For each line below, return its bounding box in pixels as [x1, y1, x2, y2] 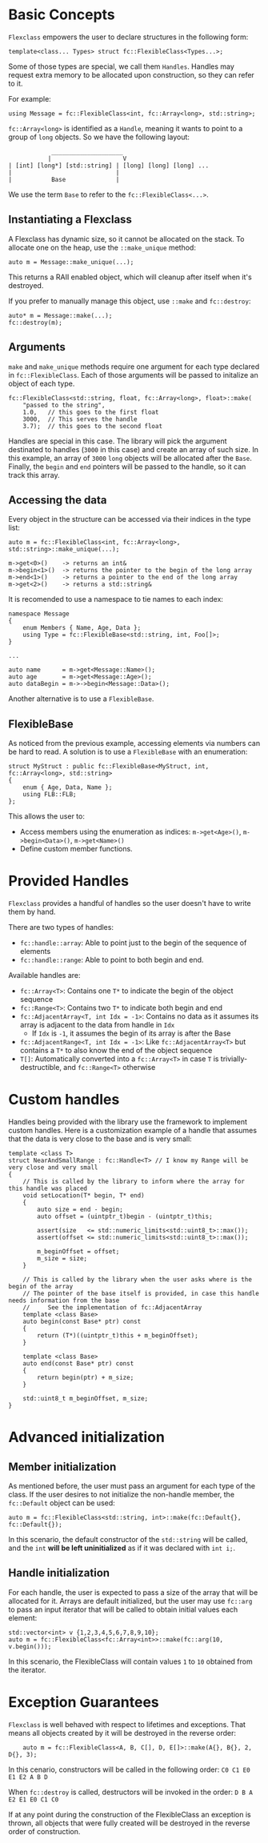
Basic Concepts [8, 6, 116, 24]
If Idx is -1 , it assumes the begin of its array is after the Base [31, 1028, 231, 1038]
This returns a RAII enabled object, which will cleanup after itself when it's [8, 272, 252, 282]
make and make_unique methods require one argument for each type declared [8, 362, 260, 371]
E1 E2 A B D [8, 1773, 48, 1781]
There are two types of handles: [8, 923, 114, 932]
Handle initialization [8, 1566, 110, 1580]
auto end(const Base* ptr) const [22, 1360, 134, 1368]
